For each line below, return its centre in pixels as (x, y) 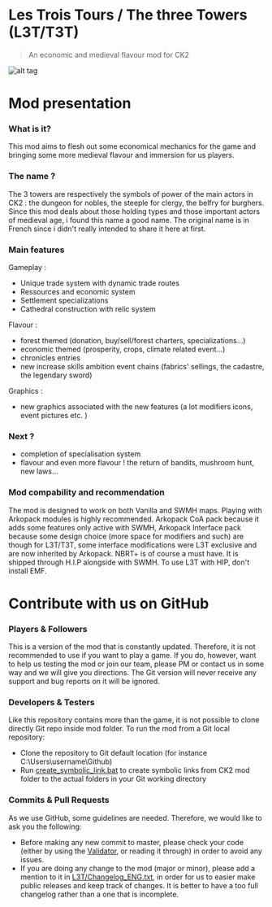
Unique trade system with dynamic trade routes (100, 283)
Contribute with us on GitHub (109, 603)
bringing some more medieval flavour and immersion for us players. (121, 155)
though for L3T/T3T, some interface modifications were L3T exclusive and (133, 545)
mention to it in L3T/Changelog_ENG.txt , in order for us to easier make (138, 877)
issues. (32, 859)
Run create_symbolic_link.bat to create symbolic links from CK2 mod (135, 770)
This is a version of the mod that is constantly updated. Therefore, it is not (132, 647)
